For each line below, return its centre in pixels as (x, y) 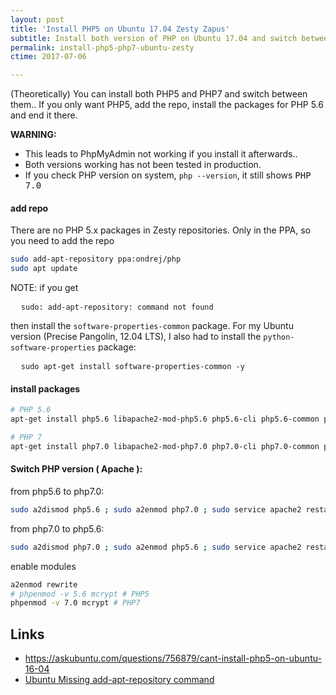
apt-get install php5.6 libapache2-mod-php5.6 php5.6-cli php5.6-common (165, 419)
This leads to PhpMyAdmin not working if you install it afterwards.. (161, 154)
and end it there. (44, 115)
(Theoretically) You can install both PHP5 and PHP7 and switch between (159, 94)
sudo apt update (44, 269)
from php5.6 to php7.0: (57, 491)
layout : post (37, 19)
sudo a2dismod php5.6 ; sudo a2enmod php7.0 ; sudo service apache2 (156, 509)
